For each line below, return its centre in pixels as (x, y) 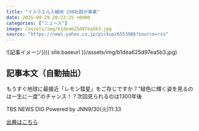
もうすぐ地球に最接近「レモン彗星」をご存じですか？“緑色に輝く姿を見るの (100, 89)
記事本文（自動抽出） (46, 73)
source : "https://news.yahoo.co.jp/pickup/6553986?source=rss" (87, 34)
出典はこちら (22, 122)
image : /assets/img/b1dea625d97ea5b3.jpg (59, 29)
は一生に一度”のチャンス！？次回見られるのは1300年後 (74, 96)
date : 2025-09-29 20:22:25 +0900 (48, 18)
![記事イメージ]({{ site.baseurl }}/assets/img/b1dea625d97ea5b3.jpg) (92, 53)
